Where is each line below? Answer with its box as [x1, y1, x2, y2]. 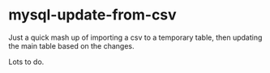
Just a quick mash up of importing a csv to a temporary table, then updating [8, 32, 263, 42]
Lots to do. [8, 57, 45, 67]
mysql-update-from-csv [8, 6, 177, 24]
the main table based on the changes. [8, 41, 135, 50]
